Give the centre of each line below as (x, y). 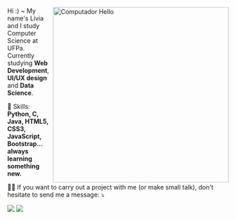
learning (20, 159)
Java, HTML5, (28, 121)
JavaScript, (25, 136)
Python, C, (23, 114)
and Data (21, 85)
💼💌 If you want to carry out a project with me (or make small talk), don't (111, 187)
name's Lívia (26, 18)
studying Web (27, 63)
